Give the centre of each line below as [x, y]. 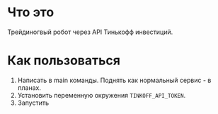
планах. [29, 87]
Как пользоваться [64, 61]
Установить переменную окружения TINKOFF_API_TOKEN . [102, 95]
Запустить [33, 103]
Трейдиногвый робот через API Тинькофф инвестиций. [90, 32]
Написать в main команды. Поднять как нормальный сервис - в [114, 80]
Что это [31, 12]
